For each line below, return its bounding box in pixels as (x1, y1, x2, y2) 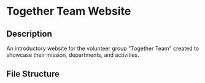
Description (6, 29, 52, 39)
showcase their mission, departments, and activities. (6, 51, 139, 59)
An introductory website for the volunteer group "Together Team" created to (6, 45, 199, 52)
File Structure (6, 69, 60, 79)
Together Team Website (6, 4, 131, 18)
